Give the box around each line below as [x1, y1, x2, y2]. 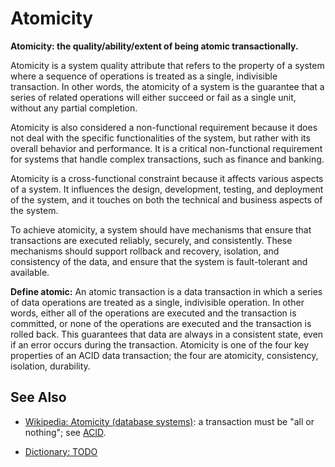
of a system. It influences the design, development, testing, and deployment [10, 183, 324, 195]
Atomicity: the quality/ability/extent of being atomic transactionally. [10, 40, 299, 52]
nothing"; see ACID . [24, 426, 107, 438]
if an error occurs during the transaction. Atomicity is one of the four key [10, 338, 310, 351]
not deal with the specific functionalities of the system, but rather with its [10, 132, 311, 144]
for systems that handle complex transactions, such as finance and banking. [10, 153, 325, 165]
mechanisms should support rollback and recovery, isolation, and [10, 245, 280, 257]
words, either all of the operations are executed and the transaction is [10, 307, 297, 319]
